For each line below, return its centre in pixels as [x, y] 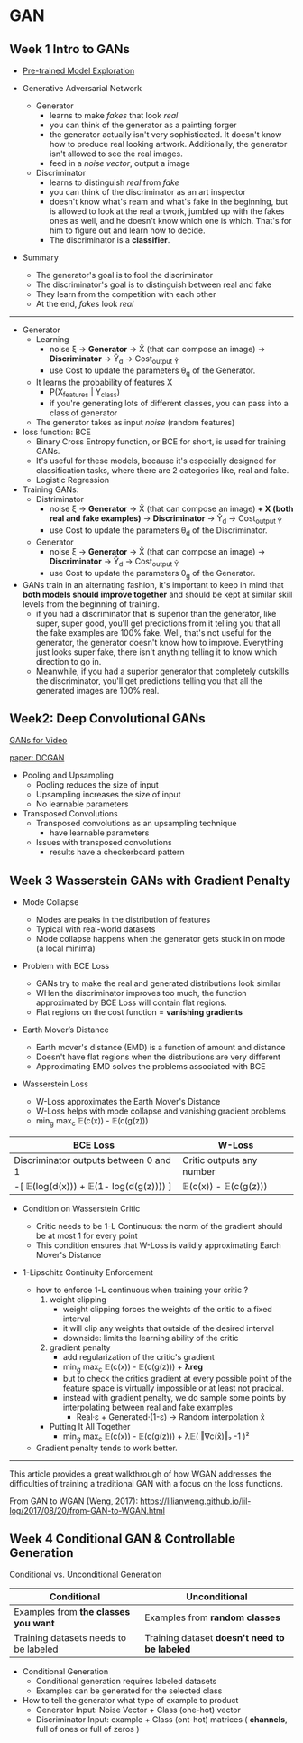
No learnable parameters [82, 804]
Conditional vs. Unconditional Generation [86, 1575]
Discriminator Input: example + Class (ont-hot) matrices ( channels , [161, 1720]
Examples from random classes [212, 1617]
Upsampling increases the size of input [108, 795]
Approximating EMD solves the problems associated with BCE [151, 1067]
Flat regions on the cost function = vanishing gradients [139, 1012]
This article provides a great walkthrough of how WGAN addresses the [141, 1474]
